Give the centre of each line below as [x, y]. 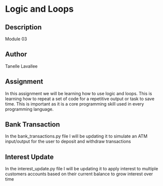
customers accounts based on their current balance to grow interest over [79, 174]
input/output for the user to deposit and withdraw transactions [68, 141]
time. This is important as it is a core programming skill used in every [75, 104]
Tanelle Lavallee [21, 66]
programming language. [29, 109]
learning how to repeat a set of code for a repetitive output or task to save [80, 99]
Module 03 [16, 39]
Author [16, 54]
